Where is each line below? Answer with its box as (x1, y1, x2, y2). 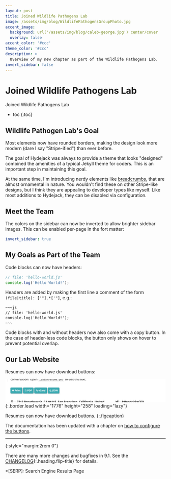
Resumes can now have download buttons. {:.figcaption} (5, 413, 125, 419)
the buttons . (5, 428, 31, 434)
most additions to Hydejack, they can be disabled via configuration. (5, 192, 147, 199)
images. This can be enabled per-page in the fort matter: (5, 226, 124, 232)
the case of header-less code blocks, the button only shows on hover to (5, 335, 156, 341)
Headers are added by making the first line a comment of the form (5, 289, 144, 296)
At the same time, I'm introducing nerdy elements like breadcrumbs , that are (5, 176, 165, 182)
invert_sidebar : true (5, 236, 51, 242)
